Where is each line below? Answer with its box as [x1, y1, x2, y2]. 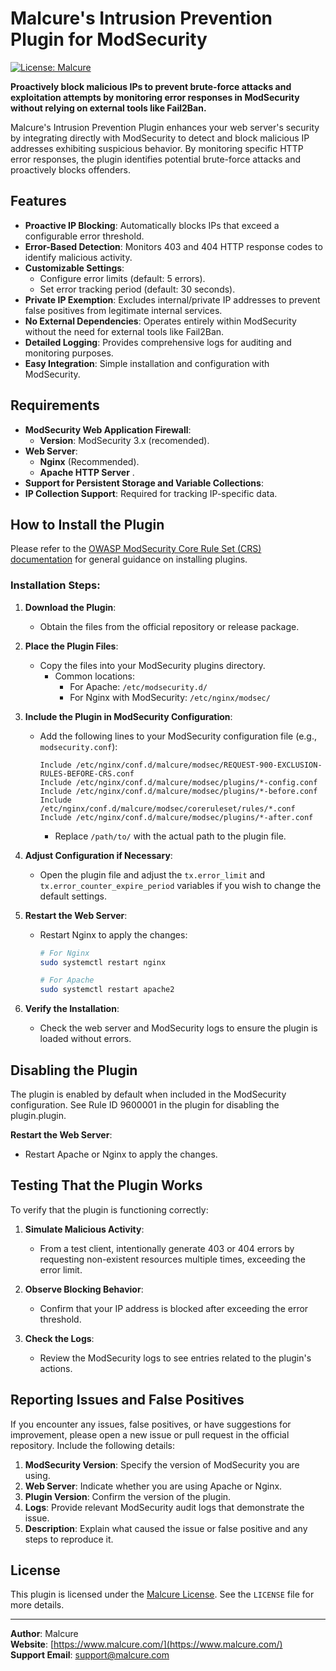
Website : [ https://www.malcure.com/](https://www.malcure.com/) [10, 1638, 283, 1651]
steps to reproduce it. [24, 1533, 114, 1545]
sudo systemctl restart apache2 [39, 985, 175, 995]
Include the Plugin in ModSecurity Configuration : [24, 710, 233, 722]
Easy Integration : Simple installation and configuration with [24, 357, 270, 369]
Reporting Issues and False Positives [10, 1392, 245, 1409]
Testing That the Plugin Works [10, 1177, 203, 1194]
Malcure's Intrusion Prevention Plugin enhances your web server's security [10, 121, 320, 133]
